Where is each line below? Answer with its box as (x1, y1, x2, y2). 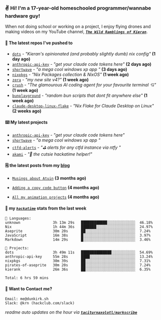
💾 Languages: (5, 216, 32, 221)
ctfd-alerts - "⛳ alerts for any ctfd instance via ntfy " (12, 144, 121, 150)
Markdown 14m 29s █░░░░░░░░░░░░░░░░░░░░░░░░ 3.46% (5, 237, 151, 242)
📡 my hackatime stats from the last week (5, 205, 86, 211)
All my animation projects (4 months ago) (12, 194, 99, 200)
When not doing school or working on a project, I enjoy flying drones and (5, 24, 151, 30)
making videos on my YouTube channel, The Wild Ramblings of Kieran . (5, 29, 148, 35)
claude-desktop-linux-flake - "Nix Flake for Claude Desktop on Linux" (12, 103, 154, 108)
